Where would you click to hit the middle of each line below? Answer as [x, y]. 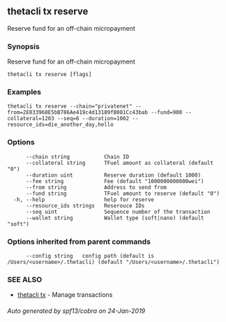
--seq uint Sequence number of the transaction [118, 212]
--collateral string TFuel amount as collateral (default [120, 163]
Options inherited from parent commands [79, 242]
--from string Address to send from [96, 187]
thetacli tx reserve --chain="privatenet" [70, 107]
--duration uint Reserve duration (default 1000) [113, 175]
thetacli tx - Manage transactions [65, 295]
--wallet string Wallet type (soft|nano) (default [115, 218]
